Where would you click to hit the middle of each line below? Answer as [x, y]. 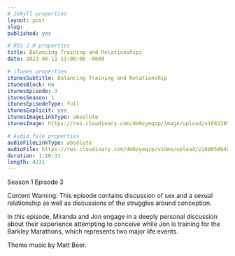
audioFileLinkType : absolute [50, 143]
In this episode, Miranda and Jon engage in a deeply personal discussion [113, 217]
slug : [15, 27]
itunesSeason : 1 [31, 98]
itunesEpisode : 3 [33, 91]
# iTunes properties [37, 71]
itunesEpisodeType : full [43, 104]
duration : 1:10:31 [34, 156]
